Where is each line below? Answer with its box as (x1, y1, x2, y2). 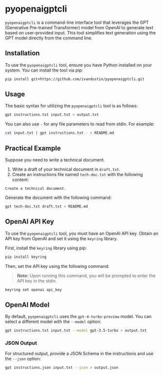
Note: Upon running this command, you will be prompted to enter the (17, 272, 156, 278)
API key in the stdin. (17, 278, 57, 284)
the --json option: (5, 356, 41, 362)
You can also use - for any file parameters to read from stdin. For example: (5, 121, 155, 127)
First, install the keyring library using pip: (5, 245, 87, 251)
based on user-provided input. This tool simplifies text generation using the (5, 30, 156, 36)
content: (12, 177, 29, 182)
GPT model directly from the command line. (5, 35, 92, 41)
